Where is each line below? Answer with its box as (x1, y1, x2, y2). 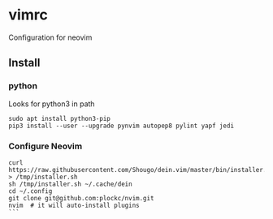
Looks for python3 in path (8, 99, 95, 109)
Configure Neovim (8, 140, 83, 152)
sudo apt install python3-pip (8, 114, 111, 122)
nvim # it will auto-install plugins (8, 201, 140, 209)
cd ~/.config (8, 187, 53, 195)
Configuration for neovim (8, 32, 93, 42)
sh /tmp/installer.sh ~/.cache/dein (8, 180, 132, 188)
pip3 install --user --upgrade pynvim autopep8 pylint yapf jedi (8, 122, 234, 130)
